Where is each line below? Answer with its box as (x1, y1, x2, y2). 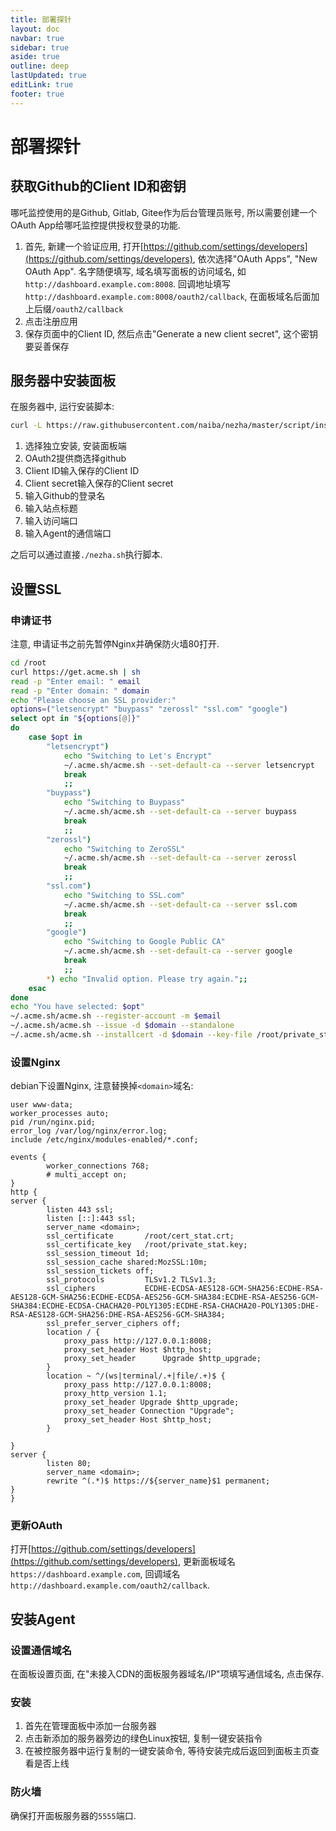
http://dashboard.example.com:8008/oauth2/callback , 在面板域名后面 (24, 290, 312, 302)
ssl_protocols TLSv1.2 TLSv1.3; (46, 1275, 217, 1285)
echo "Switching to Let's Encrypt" (63, 751, 213, 761)
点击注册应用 (24, 315, 78, 327)
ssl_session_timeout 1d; (46, 1249, 150, 1259)
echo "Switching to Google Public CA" (63, 937, 226, 947)
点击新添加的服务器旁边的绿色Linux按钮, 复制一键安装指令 (24, 1732, 263, 1745)
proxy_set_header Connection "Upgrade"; (63, 1406, 235, 1416)
